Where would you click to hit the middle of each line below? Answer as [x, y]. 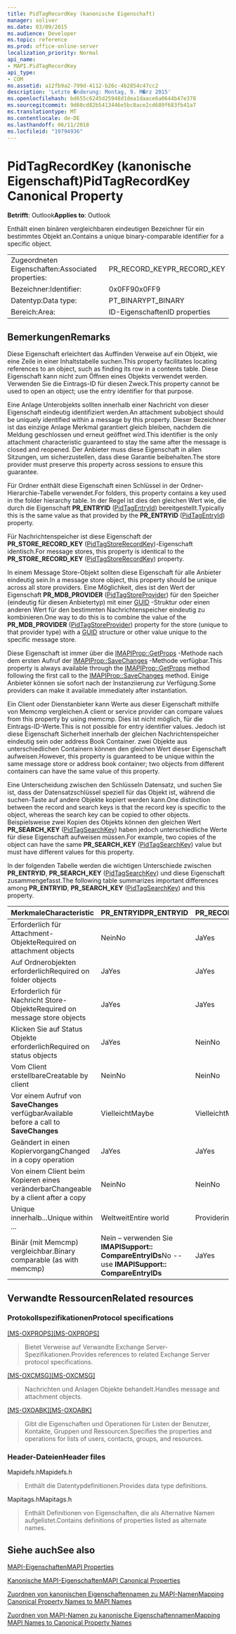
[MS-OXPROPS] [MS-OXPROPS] [53, 1333]
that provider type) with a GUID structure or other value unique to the [107, 632]
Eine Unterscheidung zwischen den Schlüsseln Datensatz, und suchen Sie [115, 785]
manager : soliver [33, 20]
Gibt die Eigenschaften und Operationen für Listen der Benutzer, [117, 1423]
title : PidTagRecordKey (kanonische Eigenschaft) [81, 14]
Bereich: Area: [33, 312]
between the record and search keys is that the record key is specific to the [117, 808]
